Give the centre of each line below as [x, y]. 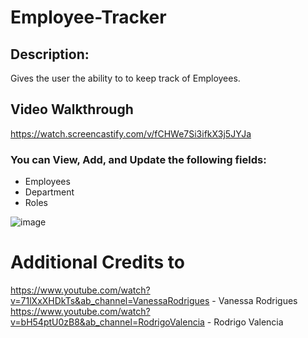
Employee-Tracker [88, 17]
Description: [50, 54]
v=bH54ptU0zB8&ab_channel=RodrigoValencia [107, 322]
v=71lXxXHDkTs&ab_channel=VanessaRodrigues [110, 301]
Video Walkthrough [72, 109]
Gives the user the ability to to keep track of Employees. [125, 78]
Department [49, 192]
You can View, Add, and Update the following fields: [138, 159]
